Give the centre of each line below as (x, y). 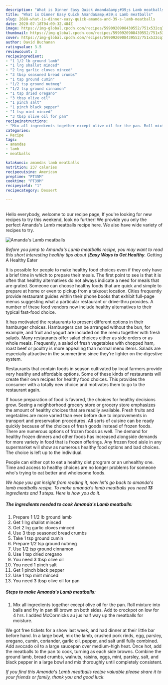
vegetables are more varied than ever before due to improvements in (76, 415)
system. (14, 359)
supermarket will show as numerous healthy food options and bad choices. (83, 447)
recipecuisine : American (31, 172)
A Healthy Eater (22, 260)
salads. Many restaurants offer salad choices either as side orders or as (79, 338)
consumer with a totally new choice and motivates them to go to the (75, 384)
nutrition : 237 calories (31, 167)
